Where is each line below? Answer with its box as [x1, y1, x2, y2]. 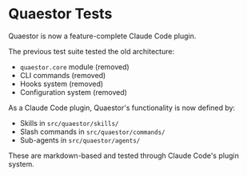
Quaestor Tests [8, 5, 113, 23]
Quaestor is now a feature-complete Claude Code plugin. [8, 31, 197, 41]
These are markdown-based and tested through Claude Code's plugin [8, 151, 240, 160]
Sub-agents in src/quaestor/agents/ [19, 135, 141, 144]
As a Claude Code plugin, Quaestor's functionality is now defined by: [8, 103, 236, 112]
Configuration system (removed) [19, 87, 128, 96]
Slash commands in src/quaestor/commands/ [19, 127, 165, 136]
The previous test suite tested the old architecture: [8, 46, 174, 56]
